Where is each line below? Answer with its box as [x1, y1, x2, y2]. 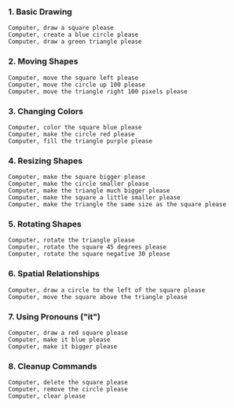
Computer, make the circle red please [8, 130, 135, 138]
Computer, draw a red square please [8, 329, 128, 337]
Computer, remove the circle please [8, 385, 128, 394]
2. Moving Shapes [8, 56, 79, 67]
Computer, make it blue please [8, 336, 111, 344]
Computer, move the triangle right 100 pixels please [8, 87, 188, 96]
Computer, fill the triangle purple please [8, 137, 153, 145]
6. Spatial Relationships [8, 268, 100, 279]
